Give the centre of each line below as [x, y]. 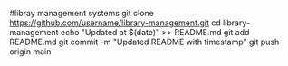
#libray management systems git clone [82, 13]
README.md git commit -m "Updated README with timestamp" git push [144, 42]
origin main [30, 52]
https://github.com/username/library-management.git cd [115, 23]
